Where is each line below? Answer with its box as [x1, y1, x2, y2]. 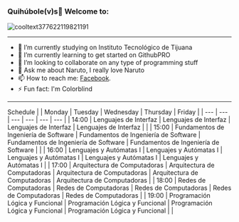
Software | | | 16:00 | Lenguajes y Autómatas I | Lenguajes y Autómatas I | [7, 146, 223, 154]
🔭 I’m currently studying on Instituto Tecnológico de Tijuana [17, 43, 193, 52]
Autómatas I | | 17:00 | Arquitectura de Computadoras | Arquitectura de [7, 161, 215, 170]
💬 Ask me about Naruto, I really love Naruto [17, 66, 144, 74]
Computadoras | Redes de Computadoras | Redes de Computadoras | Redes [7, 183, 232, 192]
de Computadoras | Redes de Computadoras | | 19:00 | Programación [7, 191, 211, 200]
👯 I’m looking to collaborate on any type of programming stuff [17, 59, 198, 67]
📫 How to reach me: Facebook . [17, 74, 112, 83]
